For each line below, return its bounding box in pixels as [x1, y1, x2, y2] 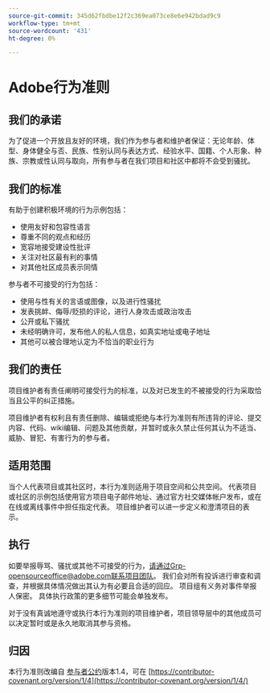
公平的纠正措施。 [22, 396, 79, 405]
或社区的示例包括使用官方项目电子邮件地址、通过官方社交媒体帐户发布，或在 [8, 492, 262, 501]
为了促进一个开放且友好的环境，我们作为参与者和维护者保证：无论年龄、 [8, 136, 247, 146]
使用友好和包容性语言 [19, 222, 91, 232]
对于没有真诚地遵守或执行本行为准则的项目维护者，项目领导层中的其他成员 [8, 608, 255, 617]
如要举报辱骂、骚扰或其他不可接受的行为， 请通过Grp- [8, 561, 186, 571]
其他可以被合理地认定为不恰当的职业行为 [19, 337, 154, 346]
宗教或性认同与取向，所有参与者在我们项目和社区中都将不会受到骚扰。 [22, 156, 255, 166]
